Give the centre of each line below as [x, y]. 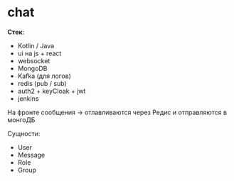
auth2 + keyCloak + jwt [52, 91]
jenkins [28, 98]
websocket [34, 60]
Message [31, 155]
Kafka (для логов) [44, 76]
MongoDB [32, 68]
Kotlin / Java [36, 45]
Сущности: [24, 133]
